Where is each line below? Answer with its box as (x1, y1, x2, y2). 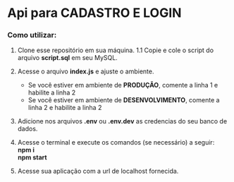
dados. (17, 125, 38, 133)
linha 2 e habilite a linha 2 (27, 104, 102, 112)
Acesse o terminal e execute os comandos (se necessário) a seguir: (17, 138, 215, 147)
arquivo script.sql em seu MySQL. (17, 54, 118, 62)
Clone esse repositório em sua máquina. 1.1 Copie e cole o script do (17, 46, 214, 54)
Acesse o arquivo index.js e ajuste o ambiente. (17, 67, 154, 75)
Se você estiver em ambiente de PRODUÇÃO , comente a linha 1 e (27, 81, 218, 90)
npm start (17, 153, 47, 162)
